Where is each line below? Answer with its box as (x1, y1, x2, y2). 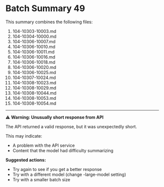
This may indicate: (5, 133, 43, 139)
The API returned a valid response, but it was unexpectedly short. (5, 124, 137, 129)
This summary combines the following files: (5, 19, 93, 25)
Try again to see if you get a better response (12, 166, 102, 172)
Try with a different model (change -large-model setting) (12, 171, 126, 177)
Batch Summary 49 (5, 3, 85, 14)
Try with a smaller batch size (12, 176, 71, 182)
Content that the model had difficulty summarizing (12, 147, 114, 153)
